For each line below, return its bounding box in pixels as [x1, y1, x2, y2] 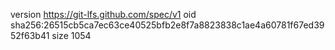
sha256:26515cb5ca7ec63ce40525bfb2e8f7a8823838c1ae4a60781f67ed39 [10, 19, 325, 31]
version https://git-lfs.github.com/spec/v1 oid [10, 9, 197, 20]
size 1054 [51, 30, 92, 41]
